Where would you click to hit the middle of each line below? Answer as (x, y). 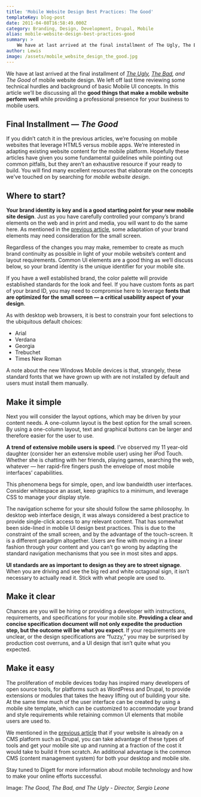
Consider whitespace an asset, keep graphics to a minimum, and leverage (97, 491)
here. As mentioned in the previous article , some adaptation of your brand (97, 229)
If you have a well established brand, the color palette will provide (87, 278)
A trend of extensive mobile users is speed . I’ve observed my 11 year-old (97, 447)
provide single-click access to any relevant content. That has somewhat (95, 522)
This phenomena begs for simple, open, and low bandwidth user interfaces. (100, 484)
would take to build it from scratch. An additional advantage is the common (99, 751)
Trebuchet (28, 352)
